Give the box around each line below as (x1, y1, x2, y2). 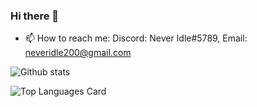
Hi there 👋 (10, 9, 60, 23)
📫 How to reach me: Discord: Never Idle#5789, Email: (24, 32, 248, 44)
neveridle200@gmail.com (24, 47, 132, 59)
